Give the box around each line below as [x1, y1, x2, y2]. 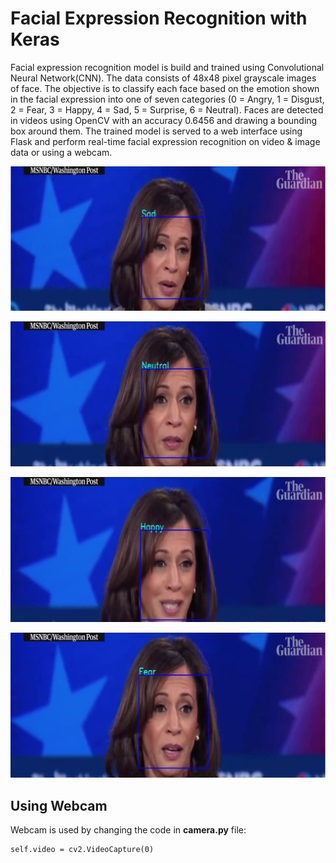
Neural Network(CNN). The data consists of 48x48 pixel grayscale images [10, 72, 317, 84]
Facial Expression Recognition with [10, 7, 308, 30]
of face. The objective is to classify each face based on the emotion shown [10, 82, 320, 94]
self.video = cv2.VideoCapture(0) [10, 845, 155, 855]
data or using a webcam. [10, 146, 113, 158]
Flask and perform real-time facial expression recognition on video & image [10, 135, 321, 147]
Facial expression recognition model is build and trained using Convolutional [10, 61, 325, 73]
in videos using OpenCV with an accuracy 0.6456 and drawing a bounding [10, 114, 318, 126]
